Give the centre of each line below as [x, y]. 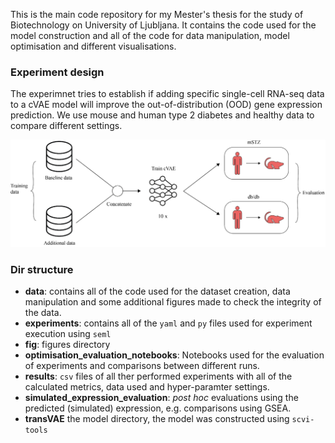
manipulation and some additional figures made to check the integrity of [173, 302]
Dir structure [42, 269]
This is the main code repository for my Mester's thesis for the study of [157, 14]
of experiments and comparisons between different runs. [142, 366]
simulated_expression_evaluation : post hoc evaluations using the [161, 398]
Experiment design [57, 72]
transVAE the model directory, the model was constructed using [157, 419]
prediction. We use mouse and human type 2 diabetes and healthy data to [162, 115]
